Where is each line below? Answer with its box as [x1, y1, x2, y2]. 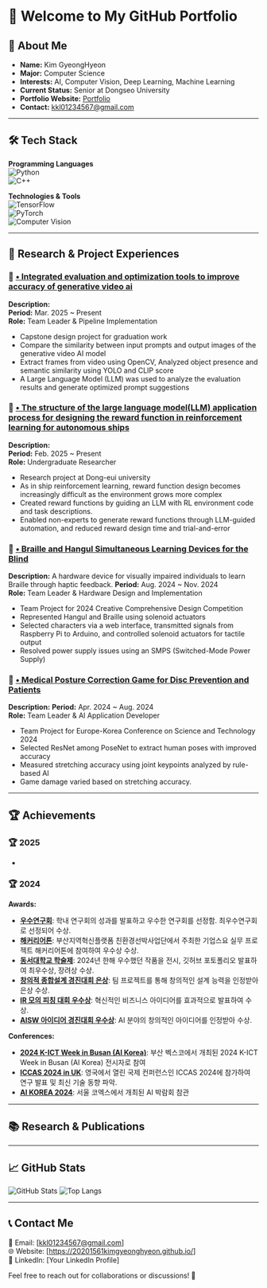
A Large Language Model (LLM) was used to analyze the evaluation [19, 374, 241, 383]
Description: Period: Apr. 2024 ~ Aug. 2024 [8, 703, 154, 712]
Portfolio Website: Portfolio [19, 94, 111, 103]
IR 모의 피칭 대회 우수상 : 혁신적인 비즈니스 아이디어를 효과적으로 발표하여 [19, 996, 244, 1005]
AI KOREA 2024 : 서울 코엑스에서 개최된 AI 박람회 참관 [19, 1087, 189, 1098]
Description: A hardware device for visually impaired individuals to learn [8, 571, 246, 581]
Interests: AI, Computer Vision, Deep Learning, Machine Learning [19, 77, 235, 86]
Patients [8, 684, 41, 695]
